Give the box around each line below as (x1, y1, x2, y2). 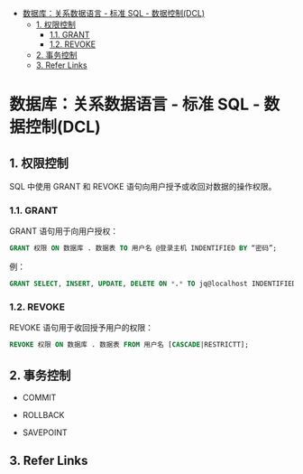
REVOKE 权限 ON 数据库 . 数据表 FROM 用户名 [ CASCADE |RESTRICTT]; (9, 340, 250, 349)
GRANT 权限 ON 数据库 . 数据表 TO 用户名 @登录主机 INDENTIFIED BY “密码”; (9, 244, 278, 253)
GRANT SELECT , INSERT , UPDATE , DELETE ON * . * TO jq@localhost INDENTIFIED (9, 279, 297, 289)
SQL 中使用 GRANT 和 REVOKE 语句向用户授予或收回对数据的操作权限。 (9, 181, 277, 191)
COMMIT (22, 392, 57, 404)
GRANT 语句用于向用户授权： (9, 226, 119, 237)
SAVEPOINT (22, 427, 68, 438)
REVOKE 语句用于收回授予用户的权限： (9, 322, 154, 333)
